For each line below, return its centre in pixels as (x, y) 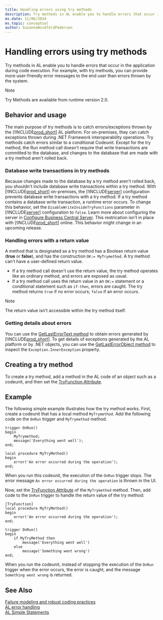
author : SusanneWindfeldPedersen (39, 28)
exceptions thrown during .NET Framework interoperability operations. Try (79, 137)
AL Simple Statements (27, 612)
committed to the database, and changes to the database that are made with (81, 153)
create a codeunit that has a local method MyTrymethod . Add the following (78, 414)
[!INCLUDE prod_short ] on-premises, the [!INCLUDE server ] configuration (77, 192)
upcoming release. (24, 228)
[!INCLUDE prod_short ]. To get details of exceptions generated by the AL (77, 339)
